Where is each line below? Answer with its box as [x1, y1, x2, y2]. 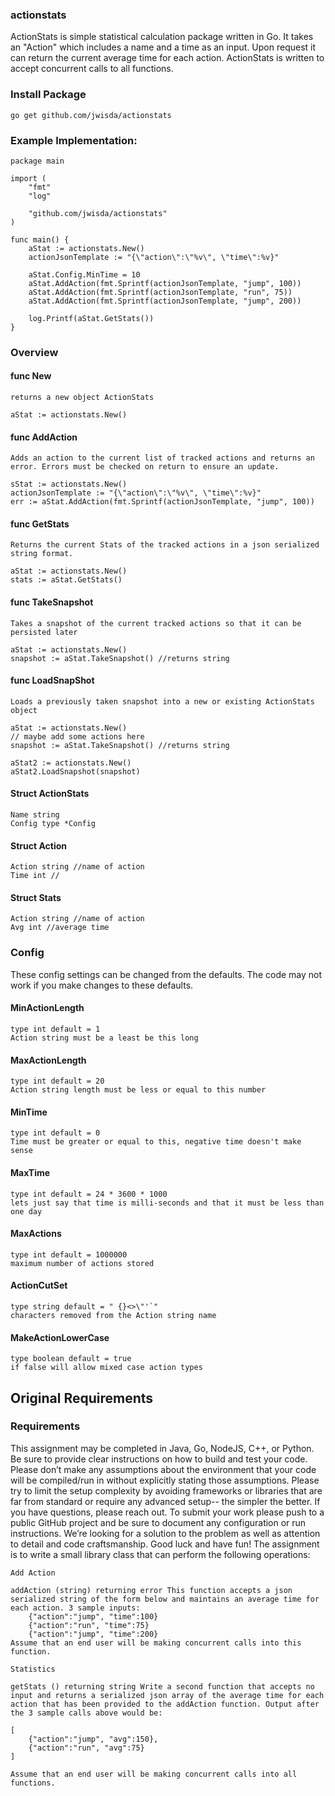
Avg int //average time [10, 923, 110, 933]
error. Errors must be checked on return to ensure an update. [10, 462, 280, 472]
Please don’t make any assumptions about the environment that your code [10, 1463, 317, 1475]
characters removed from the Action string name [10, 1310, 217, 1320]
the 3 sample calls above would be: [10, 1708, 163, 1718]
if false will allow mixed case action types [10, 1363, 203, 1373]
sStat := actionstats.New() [10, 479, 128, 490]
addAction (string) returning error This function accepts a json [10, 1585, 293, 1595]
